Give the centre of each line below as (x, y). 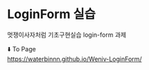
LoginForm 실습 (51, 14)
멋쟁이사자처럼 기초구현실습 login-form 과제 (67, 35)
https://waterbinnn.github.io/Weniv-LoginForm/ (74, 59)
